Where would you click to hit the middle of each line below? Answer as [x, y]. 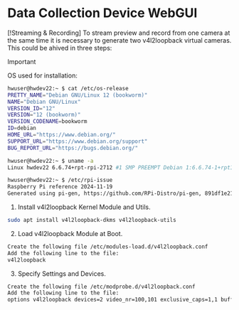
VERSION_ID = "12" [31, 108]
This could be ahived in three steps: [60, 48]
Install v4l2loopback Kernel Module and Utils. [84, 207]
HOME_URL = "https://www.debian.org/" [62, 135]
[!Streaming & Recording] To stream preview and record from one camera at [119, 33]
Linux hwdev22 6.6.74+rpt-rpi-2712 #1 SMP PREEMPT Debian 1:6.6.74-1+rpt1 [121, 167]
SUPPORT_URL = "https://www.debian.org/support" [78, 141]
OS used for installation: [43, 75]
